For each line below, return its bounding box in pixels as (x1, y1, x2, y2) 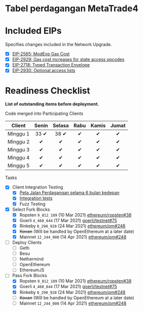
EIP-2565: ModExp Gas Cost (12, 51, 70, 57)
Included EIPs (5, 25, 62, 37)
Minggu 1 (7, 131, 30, 137)
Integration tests (19, 195, 53, 201)
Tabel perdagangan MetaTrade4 (5, 3, 139, 14)
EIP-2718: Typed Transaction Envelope (12, 62, 90, 68)
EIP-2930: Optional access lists (12, 67, 75, 73)
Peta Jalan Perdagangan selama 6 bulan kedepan (19, 190, 120, 196)
